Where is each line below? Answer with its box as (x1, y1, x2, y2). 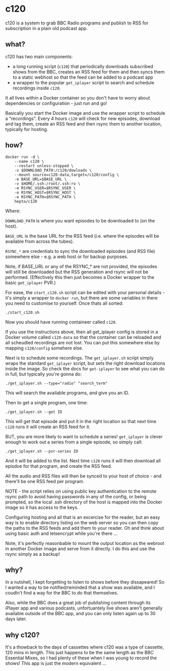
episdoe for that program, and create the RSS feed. (5, 463, 113, 469)
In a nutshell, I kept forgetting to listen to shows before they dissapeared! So (5, 579, 165, 585)
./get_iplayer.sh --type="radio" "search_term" (5, 380, 108, 386)
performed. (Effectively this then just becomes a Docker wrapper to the (5, 274, 155, 280)
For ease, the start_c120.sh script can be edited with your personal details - (5, 289, 165, 295)
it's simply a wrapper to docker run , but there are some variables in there (5, 295, 158, 301)
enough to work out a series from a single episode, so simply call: (5, 439, 143, 445)
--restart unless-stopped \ (14, 163, 74, 168)
